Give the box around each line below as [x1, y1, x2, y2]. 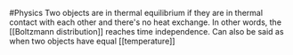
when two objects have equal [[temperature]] [9, 35, 175, 46]
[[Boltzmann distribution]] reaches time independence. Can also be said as [9, 27, 284, 36]
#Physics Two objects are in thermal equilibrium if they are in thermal [9, 8, 264, 18]
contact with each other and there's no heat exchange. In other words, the [9, 17, 282, 27]
